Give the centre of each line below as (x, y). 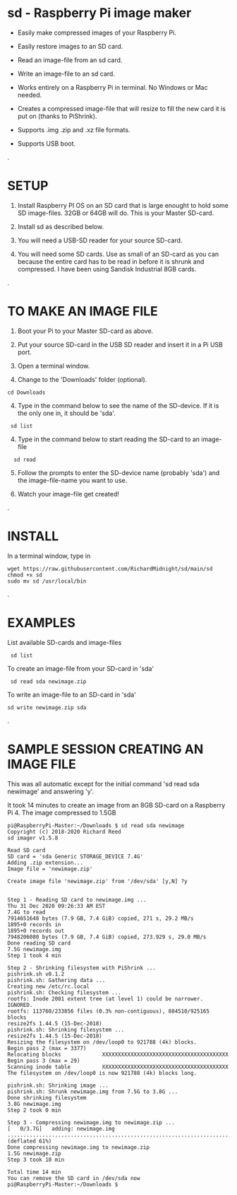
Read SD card (26, 850)
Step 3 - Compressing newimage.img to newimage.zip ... (91, 1122)
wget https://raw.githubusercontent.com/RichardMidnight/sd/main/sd (110, 569)
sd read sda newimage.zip (48, 681)
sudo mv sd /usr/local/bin (47, 581)
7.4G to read (26, 912)
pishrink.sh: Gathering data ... (56, 980)
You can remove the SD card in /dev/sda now (74, 1178)
